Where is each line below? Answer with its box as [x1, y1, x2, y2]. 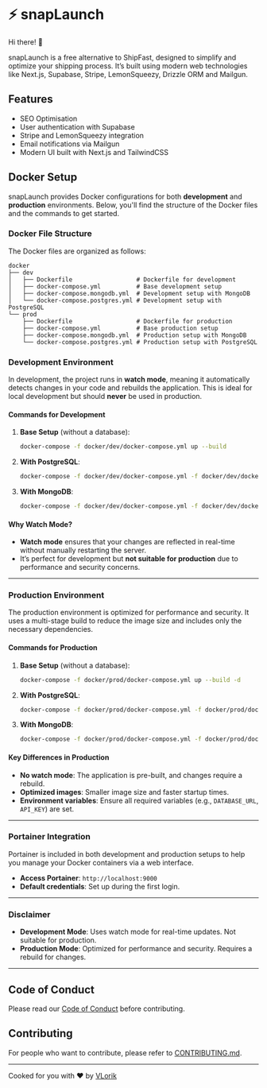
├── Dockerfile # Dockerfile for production [22, 317, 233, 325]
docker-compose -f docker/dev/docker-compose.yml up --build [19, 443, 227, 451]
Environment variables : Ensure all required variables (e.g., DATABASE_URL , [19, 796, 259, 805]
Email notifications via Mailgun [19, 139, 120, 149]
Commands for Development [8, 409, 106, 419]
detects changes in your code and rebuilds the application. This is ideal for [8, 383, 253, 393]
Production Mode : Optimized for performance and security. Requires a [19, 944, 253, 954]
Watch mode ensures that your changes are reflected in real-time [19, 537, 236, 547]
